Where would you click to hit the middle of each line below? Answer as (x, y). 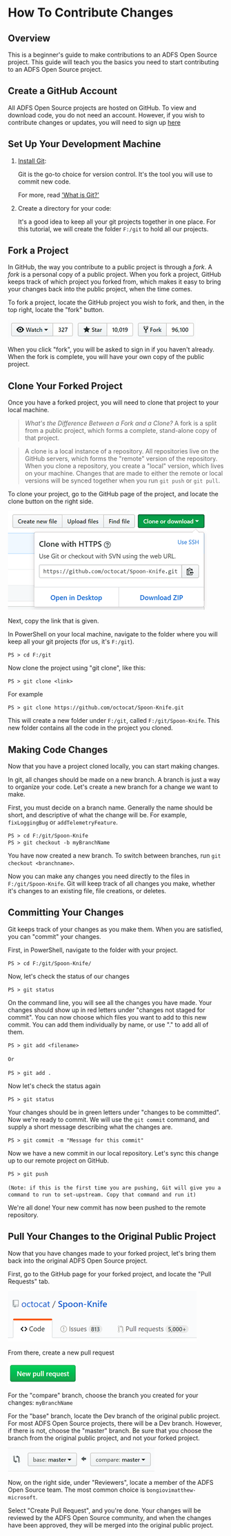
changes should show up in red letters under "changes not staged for (107, 1010)
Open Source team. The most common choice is (77, 1490)
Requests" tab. (29, 1281)
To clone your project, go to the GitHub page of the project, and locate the (113, 494)
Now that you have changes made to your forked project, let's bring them (112, 1253)
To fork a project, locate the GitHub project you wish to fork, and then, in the (116, 302)
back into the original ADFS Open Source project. (78, 1261)
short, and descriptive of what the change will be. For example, (97, 815)
